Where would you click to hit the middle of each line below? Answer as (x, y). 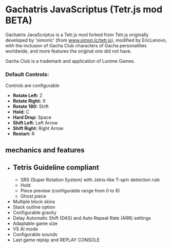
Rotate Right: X (29, 101)
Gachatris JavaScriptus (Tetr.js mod (84, 10)
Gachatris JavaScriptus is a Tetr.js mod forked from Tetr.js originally (77, 34)
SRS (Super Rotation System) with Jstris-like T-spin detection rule (90, 180)
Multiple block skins (34, 202)
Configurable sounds (35, 235)
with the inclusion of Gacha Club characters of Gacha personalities (76, 45)
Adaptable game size (35, 224)
